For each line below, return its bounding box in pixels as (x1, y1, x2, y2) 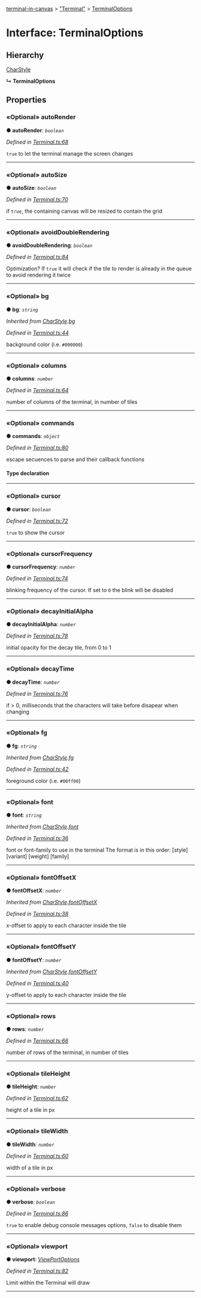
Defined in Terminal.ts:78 (6, 632, 68, 639)
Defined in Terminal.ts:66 (6, 1037, 69, 1044)
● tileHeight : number (6, 1083, 57, 1090)
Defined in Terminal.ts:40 (6, 980, 69, 987)
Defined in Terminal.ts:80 (6, 444, 69, 451)
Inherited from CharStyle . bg (6, 317, 75, 324)
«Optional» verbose (6, 1184, 66, 1193)
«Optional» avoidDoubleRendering (6, 228, 109, 236)
